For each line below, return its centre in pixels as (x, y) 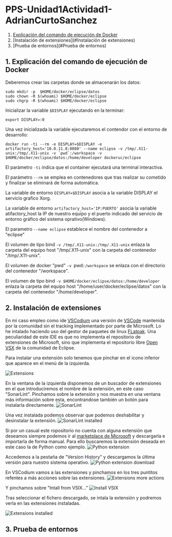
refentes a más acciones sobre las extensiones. (56, 478)
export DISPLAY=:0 (25, 119)
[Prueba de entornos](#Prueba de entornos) (60, 45)
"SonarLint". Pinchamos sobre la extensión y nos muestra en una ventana (83, 394)
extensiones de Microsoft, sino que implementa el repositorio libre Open (82, 342)
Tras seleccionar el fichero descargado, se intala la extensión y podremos (83, 497)
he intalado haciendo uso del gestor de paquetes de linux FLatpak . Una (81, 331)
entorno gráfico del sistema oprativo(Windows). (56, 219)
